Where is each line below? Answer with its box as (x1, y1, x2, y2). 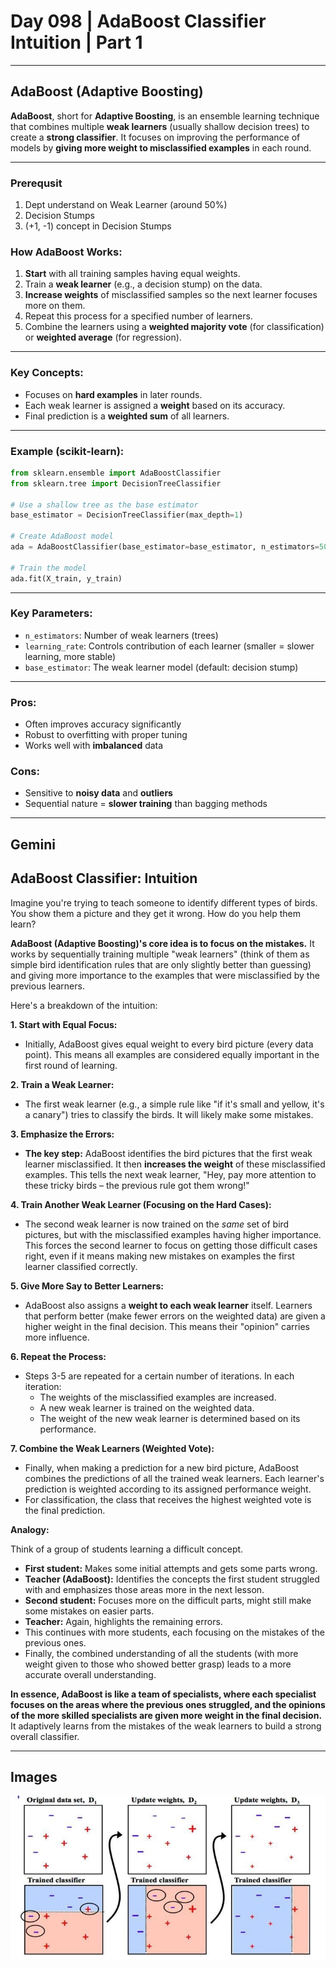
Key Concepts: (10, 366, 84, 380)
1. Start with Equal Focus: (10, 1018, 118, 1030)
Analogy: (10, 1523, 50, 1535)
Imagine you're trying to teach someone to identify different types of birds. (10, 896, 318, 909)
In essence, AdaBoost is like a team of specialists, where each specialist (10, 1688, 317, 1700)
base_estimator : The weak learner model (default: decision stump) (24, 661, 299, 673)
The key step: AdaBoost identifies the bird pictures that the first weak (24, 1147, 313, 1159)
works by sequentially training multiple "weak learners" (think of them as (10, 948, 310, 960)
